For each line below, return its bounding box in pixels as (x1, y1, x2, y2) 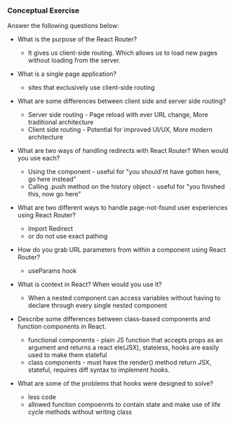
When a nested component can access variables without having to (27, 294, 221, 302)
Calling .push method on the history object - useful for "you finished (27, 182, 225, 191)
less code (27, 393, 56, 401)
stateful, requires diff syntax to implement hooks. (27, 365, 170, 374)
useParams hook (27, 267, 77, 275)
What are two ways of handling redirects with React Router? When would (17, 147, 229, 155)
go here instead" (27, 175, 76, 184)
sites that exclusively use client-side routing (27, 83, 155, 92)
